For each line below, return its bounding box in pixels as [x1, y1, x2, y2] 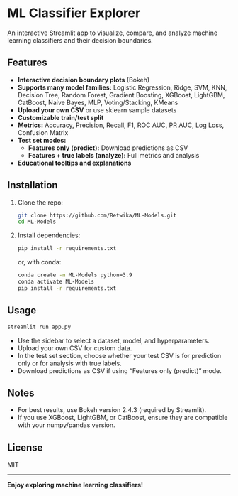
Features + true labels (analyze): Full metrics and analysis [28, 151, 200, 159]
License [7, 441, 43, 453]
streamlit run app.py [7, 323, 72, 330]
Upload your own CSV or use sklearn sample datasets [17, 105, 177, 114]
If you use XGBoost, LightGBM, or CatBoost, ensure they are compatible [17, 414, 228, 422]
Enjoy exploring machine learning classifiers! [7, 481, 144, 490]
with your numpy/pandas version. [17, 421, 115, 429]
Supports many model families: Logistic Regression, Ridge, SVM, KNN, [17, 83, 227, 92]
